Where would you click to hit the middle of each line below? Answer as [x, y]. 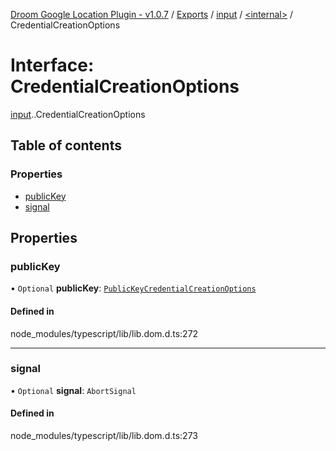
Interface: [52, 65]
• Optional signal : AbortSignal [73, 390]
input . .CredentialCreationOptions [78, 114]
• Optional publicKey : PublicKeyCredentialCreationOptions [133, 288]
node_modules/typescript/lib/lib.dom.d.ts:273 [104, 436]
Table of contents [66, 145]
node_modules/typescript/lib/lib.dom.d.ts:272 [104, 333]
